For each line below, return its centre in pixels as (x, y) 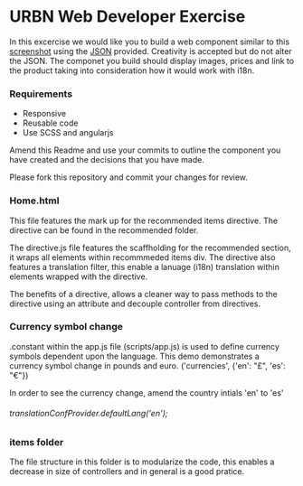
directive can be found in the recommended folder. (104, 230)
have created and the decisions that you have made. (107, 160)
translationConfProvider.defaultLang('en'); (89, 414)
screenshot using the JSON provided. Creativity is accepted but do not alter (151, 51)
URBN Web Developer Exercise (128, 17)
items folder (37, 443)
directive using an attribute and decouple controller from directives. (135, 304)
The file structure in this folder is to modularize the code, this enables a (142, 462)
